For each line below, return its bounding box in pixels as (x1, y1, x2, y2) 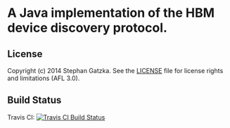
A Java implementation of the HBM (7, 5, 215, 21)
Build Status (7, 94, 62, 106)
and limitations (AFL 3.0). (7, 74, 80, 82)
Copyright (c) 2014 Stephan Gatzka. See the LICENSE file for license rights (7, 67, 224, 75)
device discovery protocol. (7, 20, 167, 36)
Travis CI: (7, 113, 35, 121)
